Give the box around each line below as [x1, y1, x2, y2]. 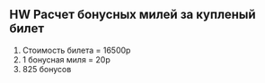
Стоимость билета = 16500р [22, 45, 131, 55]
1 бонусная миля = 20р [22, 54, 110, 65]
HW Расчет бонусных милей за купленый [9, 7, 256, 22]
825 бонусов [22, 63, 72, 74]
